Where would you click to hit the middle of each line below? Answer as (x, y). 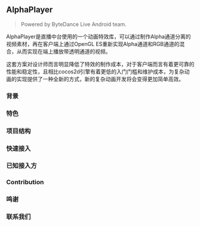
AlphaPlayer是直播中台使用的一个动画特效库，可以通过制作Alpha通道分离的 (99, 36)
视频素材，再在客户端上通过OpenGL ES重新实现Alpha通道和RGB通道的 (93, 44)
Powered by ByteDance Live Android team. (73, 24)
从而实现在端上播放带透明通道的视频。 (64, 51)
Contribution (25, 182)
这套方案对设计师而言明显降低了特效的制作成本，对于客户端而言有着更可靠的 (100, 64)
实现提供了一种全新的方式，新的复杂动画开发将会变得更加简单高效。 (100, 79)
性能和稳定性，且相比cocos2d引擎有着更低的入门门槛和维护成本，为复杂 (96, 72)
